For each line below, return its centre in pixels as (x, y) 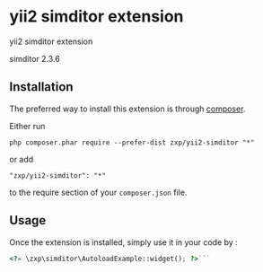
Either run (27, 126)
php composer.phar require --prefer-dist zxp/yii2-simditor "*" (132, 142)
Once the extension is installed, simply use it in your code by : (123, 242)
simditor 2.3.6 (35, 58)
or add (22, 159)
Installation (41, 87)
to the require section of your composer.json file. (98, 192)
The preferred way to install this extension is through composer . (127, 109)
